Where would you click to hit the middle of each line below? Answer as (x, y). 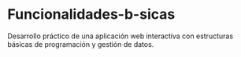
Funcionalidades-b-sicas (91, 14)
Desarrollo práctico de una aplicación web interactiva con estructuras (120, 36)
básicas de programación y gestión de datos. (81, 44)
